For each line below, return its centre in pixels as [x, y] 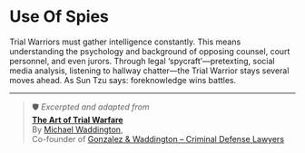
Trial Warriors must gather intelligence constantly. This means [125, 42]
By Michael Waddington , [77, 129]
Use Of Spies [59, 17]
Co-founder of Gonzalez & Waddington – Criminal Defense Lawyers [157, 139]
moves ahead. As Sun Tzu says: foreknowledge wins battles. [123, 80]
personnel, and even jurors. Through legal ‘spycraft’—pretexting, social [142, 61]
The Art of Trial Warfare [78, 120]
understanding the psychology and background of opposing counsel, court [150, 51]
